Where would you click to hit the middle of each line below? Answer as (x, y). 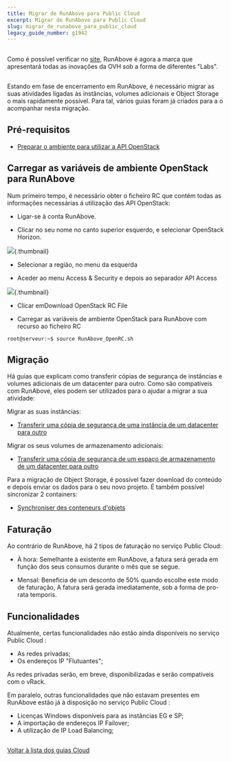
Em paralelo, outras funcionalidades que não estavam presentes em (103, 695)
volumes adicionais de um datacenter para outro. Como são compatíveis (110, 384)
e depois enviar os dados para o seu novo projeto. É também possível (106, 487)
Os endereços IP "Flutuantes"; (60, 661)
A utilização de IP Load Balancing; (65, 731)
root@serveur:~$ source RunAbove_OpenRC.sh (70, 338)
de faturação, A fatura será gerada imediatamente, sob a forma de (111, 587)
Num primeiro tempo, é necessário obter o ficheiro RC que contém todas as (114, 195)
